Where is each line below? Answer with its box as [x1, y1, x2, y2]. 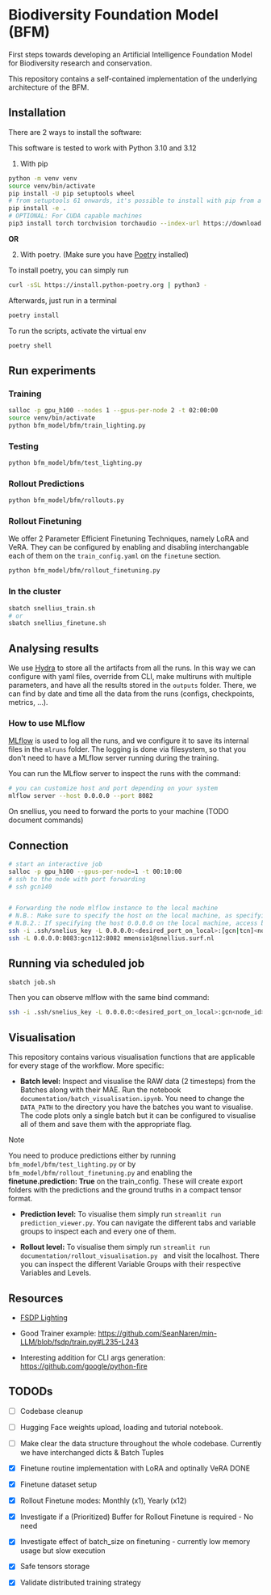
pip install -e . [8, 205, 67, 213]
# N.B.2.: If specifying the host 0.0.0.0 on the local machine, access [8, 919, 258, 927]
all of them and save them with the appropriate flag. [19, 1120, 192, 1129]
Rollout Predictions [8, 478, 85, 489]
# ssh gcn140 [8, 883, 52, 891]
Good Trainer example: [19, 1328, 97, 1338]
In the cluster [8, 586, 62, 597]
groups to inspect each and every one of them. [19, 1226, 177, 1236]
